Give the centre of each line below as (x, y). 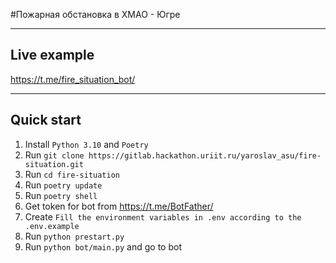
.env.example (52, 226)
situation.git (54, 164)
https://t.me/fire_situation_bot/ (73, 79)
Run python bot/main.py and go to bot (103, 246)
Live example (52, 55)
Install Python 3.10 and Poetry (86, 144)
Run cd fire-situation (72, 174)
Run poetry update (63, 185)
